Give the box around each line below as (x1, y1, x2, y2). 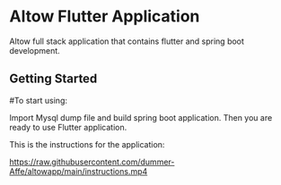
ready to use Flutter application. (9, 122, 127, 132)
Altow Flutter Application (9, 6, 200, 27)
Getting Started (9, 71, 98, 87)
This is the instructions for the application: (9, 139, 165, 149)
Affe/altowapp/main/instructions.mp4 (9, 165, 148, 176)
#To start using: (9, 95, 67, 105)
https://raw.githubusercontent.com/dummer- (9, 156, 175, 167)
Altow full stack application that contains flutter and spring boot (9, 36, 245, 46)
